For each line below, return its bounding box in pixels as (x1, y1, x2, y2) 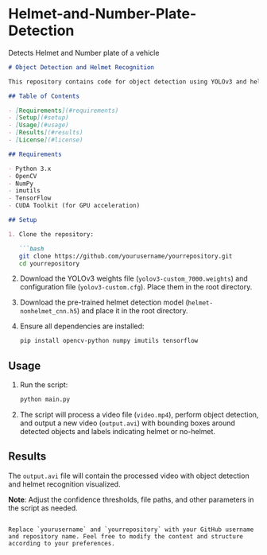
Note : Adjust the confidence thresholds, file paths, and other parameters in (8, 495, 254, 504)
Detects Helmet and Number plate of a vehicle (8, 48, 160, 57)
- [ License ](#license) (8, 136, 83, 144)
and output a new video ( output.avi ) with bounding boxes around (19, 418, 236, 428)
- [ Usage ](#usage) (8, 121, 69, 130)
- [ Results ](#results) (8, 129, 83, 137)
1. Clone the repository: (8, 230, 94, 239)
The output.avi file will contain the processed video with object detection (8, 471, 250, 480)
